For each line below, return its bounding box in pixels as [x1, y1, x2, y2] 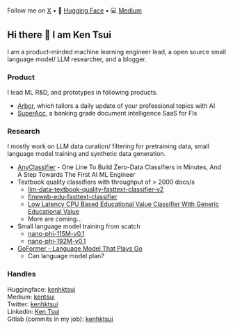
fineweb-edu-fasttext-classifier [27, 193, 118, 201]
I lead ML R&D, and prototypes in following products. [7, 88, 159, 97]
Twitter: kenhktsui [7, 299, 58, 308]
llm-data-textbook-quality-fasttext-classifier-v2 [27, 185, 164, 194]
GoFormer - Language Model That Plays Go [17, 244, 143, 253]
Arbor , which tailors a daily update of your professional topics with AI [17, 102, 216, 110]
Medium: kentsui [7, 292, 55, 301]
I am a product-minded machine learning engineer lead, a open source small [7, 47, 226, 56]
